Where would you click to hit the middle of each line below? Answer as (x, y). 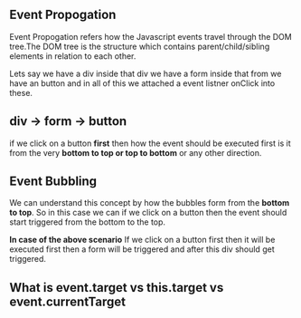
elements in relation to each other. (73, 56)
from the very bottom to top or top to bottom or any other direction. (136, 152)
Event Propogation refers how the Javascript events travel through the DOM (150, 36)
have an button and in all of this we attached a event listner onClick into (142, 83)
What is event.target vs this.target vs (117, 288)
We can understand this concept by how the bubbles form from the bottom (150, 203)
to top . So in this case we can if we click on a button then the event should (148, 213)
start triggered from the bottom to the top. (87, 222)
